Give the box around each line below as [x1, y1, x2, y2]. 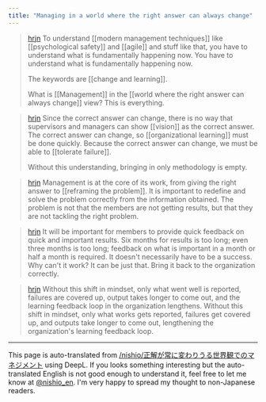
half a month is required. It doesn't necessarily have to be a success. [27, 251, 253, 262]
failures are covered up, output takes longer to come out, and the [27, 293, 241, 302]
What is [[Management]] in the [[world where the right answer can [27, 89, 245, 99]
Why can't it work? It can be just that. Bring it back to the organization [27, 260, 256, 270]
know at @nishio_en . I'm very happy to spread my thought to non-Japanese [8, 377, 256, 387]
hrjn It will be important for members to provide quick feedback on [27, 227, 245, 236]
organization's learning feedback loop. [27, 326, 154, 335]
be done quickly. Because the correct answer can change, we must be [27, 138, 258, 147]
